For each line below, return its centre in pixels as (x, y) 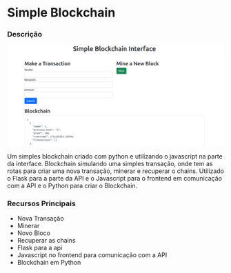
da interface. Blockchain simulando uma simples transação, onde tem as (110, 163)
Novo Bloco (33, 233)
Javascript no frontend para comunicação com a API (92, 255)
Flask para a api (40, 248)
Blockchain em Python (49, 263)
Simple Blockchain (61, 13)
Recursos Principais (41, 203)
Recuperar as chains (46, 241)
